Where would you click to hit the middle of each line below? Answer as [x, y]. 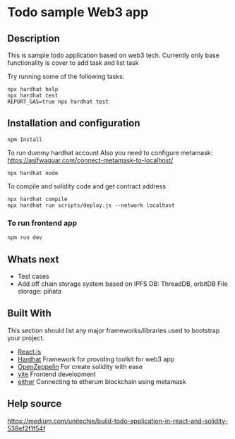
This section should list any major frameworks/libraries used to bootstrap [114, 330]
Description [34, 38]
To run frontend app [42, 223]
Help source [35, 404]
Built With [29, 314]
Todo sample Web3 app [78, 12]
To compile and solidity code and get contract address [87, 186]
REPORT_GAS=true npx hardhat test [58, 102]
